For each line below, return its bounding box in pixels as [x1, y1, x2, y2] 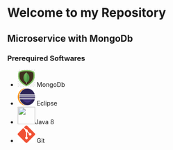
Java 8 [34, 117, 54, 126]
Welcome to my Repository [7, 5, 167, 21]
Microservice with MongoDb [7, 33, 133, 44]
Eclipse [36, 99, 58, 107]
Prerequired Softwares [7, 53, 85, 63]
